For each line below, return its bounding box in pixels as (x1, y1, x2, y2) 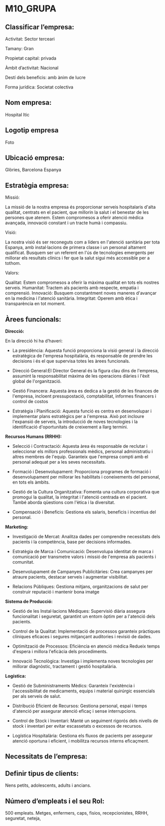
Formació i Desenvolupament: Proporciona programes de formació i (12, 469, 151, 475)
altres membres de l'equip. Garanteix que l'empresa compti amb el (12, 454, 149, 460)
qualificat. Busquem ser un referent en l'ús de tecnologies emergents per (5, 249, 155, 256)
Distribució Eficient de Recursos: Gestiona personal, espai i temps (12, 703, 147, 709)
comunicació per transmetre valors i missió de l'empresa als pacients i (12, 554, 156, 560)
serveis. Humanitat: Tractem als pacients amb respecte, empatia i (5, 285, 139, 291)
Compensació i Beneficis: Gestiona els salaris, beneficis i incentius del (12, 509, 156, 515)
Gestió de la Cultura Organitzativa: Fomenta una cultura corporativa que (12, 489, 160, 495)
